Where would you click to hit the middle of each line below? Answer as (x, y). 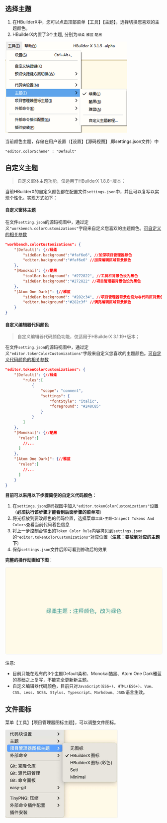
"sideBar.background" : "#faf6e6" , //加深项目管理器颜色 (78, 255)
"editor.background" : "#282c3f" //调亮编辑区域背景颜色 (77, 302)
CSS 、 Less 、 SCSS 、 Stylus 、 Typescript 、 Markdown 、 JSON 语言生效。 (80, 692)
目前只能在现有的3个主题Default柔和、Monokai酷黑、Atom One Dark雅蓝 (87, 673)
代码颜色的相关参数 (29, 359)
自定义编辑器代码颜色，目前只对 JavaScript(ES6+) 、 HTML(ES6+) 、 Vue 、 (84, 686)
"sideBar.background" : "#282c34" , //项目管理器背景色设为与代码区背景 (92, 297)
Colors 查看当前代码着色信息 (41, 525)
